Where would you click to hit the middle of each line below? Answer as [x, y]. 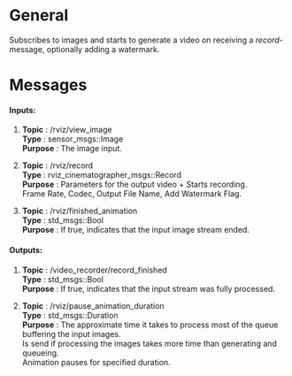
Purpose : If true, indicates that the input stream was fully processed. [149, 288]
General [39, 15]
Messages [48, 85]
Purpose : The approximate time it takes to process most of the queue [150, 325]
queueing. [40, 353]
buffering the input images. [71, 334]
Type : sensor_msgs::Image [73, 139]
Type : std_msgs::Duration [70, 315]
